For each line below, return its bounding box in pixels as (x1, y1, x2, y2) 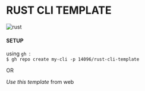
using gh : (6, 50, 31, 57)
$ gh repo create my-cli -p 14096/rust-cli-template (6, 57, 140, 62)
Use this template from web (6, 79, 74, 86)
